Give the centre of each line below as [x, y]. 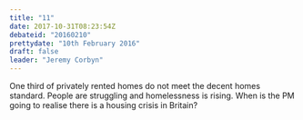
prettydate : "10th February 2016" [75, 43]
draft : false [34, 52]
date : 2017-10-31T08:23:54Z [63, 26]
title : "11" [32, 18]
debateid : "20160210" [50, 35]
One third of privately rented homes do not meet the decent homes [135, 86]
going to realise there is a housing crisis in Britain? [104, 105]
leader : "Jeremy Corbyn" [56, 60]
